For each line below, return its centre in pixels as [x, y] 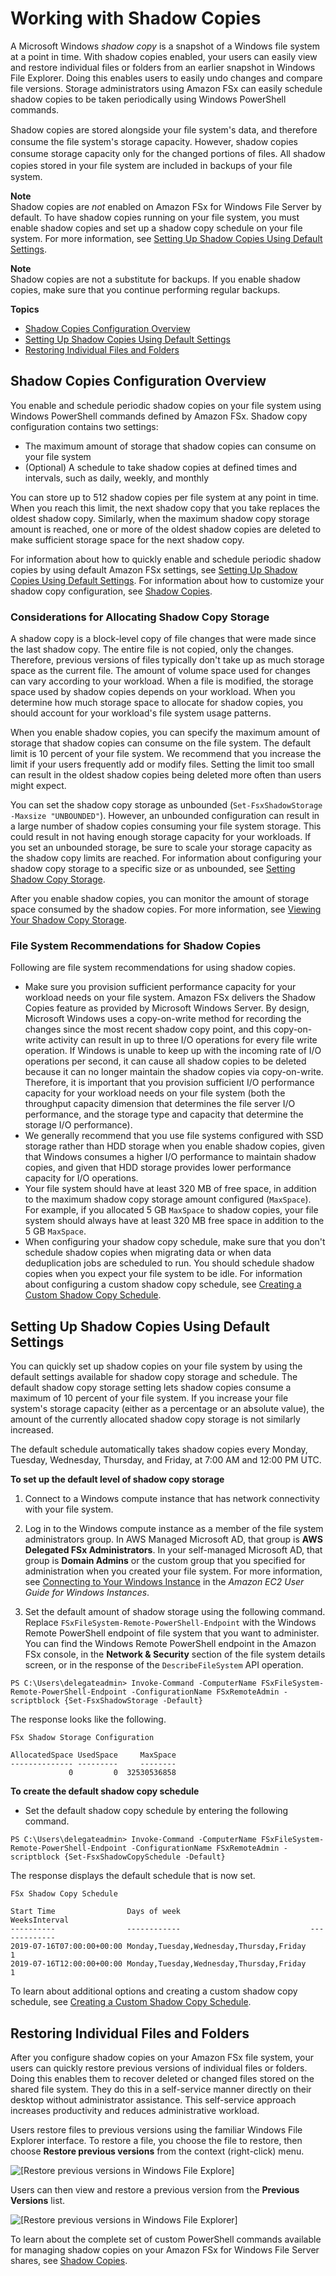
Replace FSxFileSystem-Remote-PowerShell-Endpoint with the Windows [170, 1623]
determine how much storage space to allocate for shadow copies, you [157, 703]
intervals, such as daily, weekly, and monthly [117, 478]
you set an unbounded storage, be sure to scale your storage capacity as [161, 848]
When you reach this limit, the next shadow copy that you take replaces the [165, 508]
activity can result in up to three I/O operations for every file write [183, 1040]
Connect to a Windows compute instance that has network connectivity [172, 1499]
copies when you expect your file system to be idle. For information [163, 1274]
